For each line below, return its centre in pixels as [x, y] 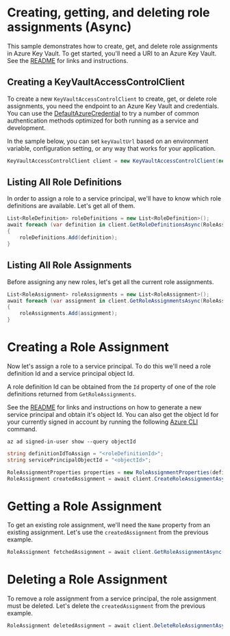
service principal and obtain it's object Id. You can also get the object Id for [113, 414]
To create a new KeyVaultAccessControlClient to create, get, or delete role [112, 99]
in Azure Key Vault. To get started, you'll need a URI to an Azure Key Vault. [112, 53]
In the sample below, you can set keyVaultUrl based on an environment [108, 141]
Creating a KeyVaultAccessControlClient [96, 82]
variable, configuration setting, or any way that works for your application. [112, 148]
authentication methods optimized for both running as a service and [103, 120]
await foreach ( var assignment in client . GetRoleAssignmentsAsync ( [105, 301]
